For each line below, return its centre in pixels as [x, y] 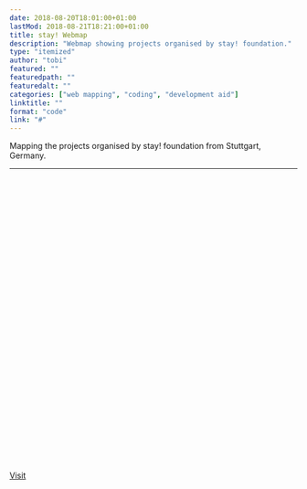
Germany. [28, 155]
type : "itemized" [42, 52]
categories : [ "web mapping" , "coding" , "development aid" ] [124, 94]
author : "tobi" [38, 60]
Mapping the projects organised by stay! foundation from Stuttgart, [136, 146]
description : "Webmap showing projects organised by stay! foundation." [151, 43]
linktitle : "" [37, 103]
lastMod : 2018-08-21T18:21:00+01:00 [79, 27]
